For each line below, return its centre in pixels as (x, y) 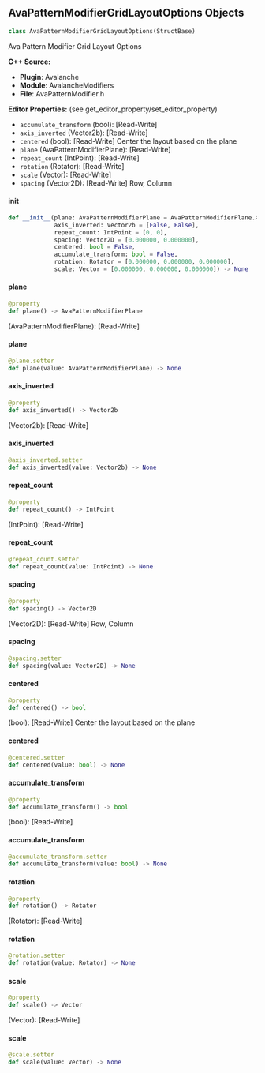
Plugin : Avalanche (49, 77)
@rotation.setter (37, 956)
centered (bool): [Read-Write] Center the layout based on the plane (128, 141)
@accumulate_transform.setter (58, 857)
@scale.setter (32, 1055)
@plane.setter (32, 361)
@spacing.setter (35, 658)
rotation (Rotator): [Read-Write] (72, 166)
